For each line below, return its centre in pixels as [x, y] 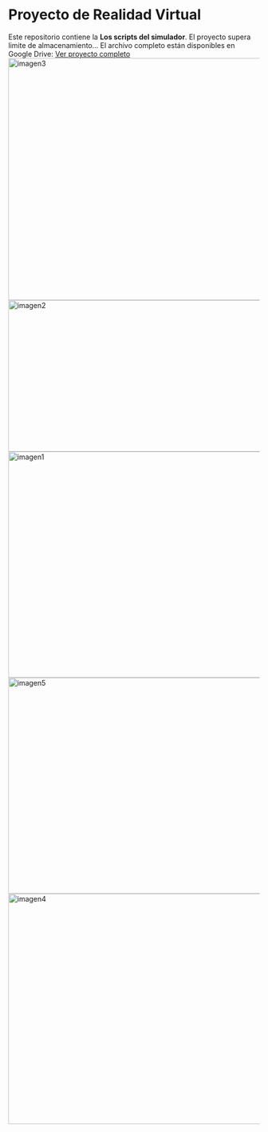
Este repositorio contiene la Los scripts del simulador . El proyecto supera [130, 37]
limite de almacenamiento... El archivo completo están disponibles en [122, 45]
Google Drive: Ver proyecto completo [69, 54]
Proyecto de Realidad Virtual [105, 15]
